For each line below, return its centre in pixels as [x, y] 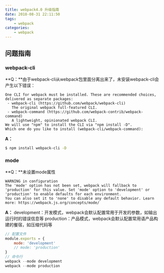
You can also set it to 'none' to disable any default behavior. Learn [80, 198]
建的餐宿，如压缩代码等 [29, 224]
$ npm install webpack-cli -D [36, 148]
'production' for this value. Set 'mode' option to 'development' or [78, 190]
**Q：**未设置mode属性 [30, 172]
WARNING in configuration [31, 181]
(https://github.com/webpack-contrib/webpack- [95, 112]
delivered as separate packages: [39, 99]
